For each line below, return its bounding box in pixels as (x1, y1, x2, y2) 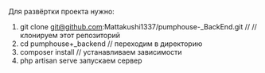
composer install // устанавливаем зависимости (19, 48, 182, 56)
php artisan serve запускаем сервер (19, 56, 142, 65)
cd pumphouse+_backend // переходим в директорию (19, 39, 203, 48)
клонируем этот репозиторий (19, 31, 121, 40)
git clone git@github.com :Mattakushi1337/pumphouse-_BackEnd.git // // (19, 22, 257, 31)
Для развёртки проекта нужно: (8, 7, 115, 16)
